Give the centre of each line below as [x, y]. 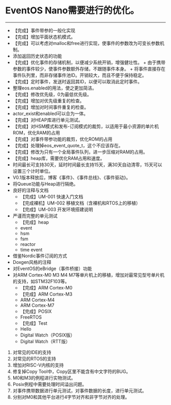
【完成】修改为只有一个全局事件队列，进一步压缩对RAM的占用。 [80, 152]
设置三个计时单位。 [33, 171]
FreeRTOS [31, 317]
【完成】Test [34, 323]
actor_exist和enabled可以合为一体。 [50, 114]
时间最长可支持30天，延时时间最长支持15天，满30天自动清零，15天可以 [87, 165]
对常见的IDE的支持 [32, 352]
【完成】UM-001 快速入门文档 [52, 196]
